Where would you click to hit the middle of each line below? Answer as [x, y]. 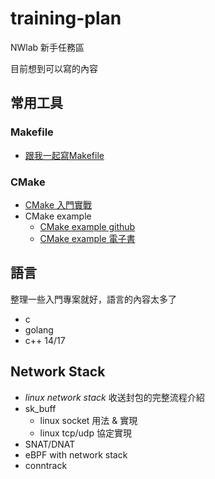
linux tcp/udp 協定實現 [85, 433]
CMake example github [87, 226]
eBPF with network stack [76, 454]
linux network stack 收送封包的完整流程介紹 [114, 397]
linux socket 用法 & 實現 [88, 420]
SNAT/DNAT [50, 444]
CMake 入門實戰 [58, 204]
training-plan [66, 18]
